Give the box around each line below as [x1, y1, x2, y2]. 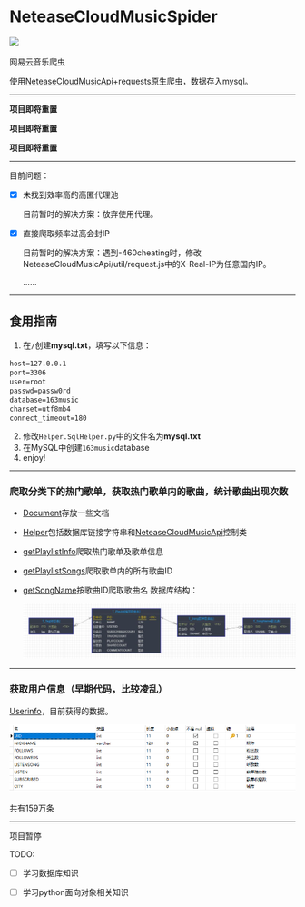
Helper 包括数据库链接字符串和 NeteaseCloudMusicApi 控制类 [22, 527, 248, 538]
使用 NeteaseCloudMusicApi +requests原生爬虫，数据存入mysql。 [9, 75, 253, 86]
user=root [9, 377, 47, 386]
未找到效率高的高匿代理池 [22, 189, 119, 200]
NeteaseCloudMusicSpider [9, 6, 218, 27]
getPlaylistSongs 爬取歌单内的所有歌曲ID [22, 565, 173, 576]
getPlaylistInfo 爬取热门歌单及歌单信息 [22, 546, 163, 557]
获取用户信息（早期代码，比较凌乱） [9, 683, 168, 696]
